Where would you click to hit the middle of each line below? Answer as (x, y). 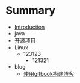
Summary (30, 11)
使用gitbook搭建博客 (49, 73)
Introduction (29, 27)
